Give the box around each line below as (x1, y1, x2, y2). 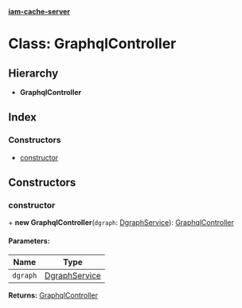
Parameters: (8, 235, 50, 246)
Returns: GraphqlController (8, 290, 98, 300)
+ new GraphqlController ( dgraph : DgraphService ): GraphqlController (8, 218, 235, 227)
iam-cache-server (8, 7, 70, 16)
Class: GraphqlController (8, 35, 177, 53)
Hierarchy (8, 66, 59, 80)
